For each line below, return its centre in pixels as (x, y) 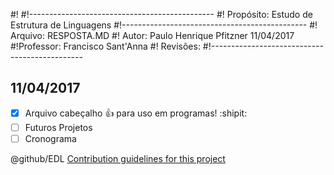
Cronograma (50, 138)
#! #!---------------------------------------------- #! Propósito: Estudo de (161, 14)
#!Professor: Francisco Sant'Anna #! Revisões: (105, 46)
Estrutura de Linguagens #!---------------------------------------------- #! (164, 25)
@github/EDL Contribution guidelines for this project (118, 158)
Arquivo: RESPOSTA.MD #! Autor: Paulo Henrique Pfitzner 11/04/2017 (152, 35)
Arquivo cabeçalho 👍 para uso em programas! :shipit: (136, 113)
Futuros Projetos (58, 127)
